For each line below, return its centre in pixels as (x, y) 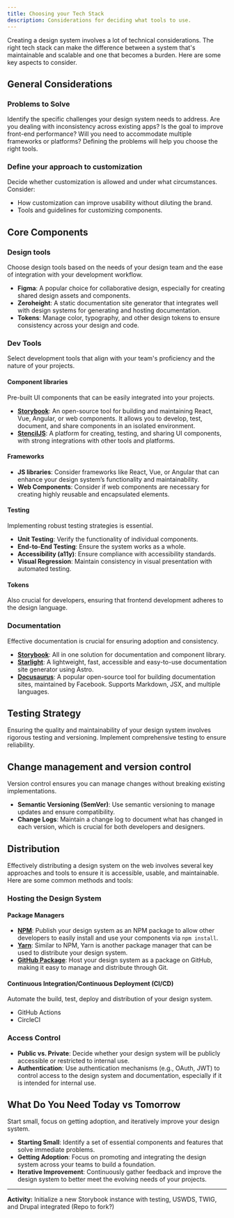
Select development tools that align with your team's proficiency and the (111, 358)
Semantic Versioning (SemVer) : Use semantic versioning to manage (116, 805)
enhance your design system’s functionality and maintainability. (108, 479)
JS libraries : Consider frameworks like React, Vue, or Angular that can (118, 472)
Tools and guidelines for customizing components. (90, 211)
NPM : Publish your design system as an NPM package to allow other (116, 931)
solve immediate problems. (56, 1150)
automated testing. (44, 569)
